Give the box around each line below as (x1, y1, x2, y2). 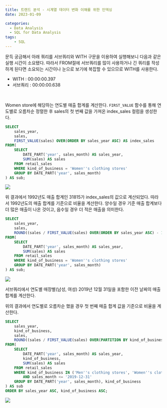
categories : (5, 21, 30, 26)
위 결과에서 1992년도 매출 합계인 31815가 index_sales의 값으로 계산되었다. (5, 194, 150, 200)
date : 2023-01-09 (5, 12, 41, 17)
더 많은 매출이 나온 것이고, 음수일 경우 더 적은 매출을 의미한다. (5, 207, 124, 213)
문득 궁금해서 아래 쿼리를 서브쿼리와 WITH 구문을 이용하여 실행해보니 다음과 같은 (5, 53, 162, 60)
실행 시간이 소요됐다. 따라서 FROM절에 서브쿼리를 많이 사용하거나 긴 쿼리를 (5, 60, 151, 66)
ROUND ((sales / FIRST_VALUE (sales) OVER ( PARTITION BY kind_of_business (14, 337, 166, 343)
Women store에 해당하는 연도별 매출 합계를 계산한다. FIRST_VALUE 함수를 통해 (5, 102, 157, 108)
